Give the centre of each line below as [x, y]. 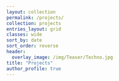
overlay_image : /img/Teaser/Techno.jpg [63, 57]
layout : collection [31, 12]
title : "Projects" [30, 63]
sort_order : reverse [33, 46]
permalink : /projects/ [35, 18]
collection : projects [34, 23]
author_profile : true [34, 69]
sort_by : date [24, 40]
